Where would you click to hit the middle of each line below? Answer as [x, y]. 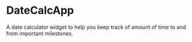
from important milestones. [40, 33]
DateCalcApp [40, 10]
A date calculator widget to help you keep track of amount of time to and [96, 27]
